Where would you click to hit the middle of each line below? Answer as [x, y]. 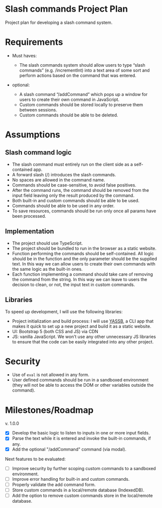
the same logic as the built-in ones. [47, 269]
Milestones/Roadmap [49, 410]
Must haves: [24, 56]
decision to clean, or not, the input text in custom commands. [73, 284]
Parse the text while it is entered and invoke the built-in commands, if [81, 438]
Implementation [30, 232]
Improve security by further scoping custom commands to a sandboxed [84, 468]
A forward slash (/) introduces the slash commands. [64, 174]
